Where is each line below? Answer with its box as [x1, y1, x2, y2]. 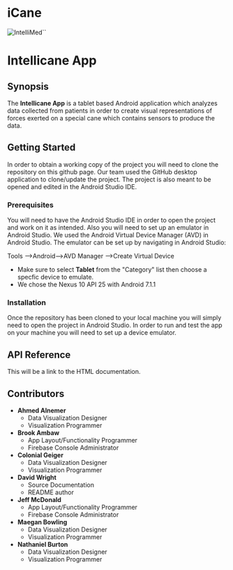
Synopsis [7, 81, 49, 92]
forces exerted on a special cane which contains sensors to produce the [7, 113, 215, 122]
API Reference [7, 349, 71, 361]
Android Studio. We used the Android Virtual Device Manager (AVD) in [7, 231, 209, 239]
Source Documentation [27, 480, 95, 489]
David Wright [17, 473, 57, 481]
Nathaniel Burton [17, 540, 68, 548]
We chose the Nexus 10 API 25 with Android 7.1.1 [17, 280, 156, 289]
